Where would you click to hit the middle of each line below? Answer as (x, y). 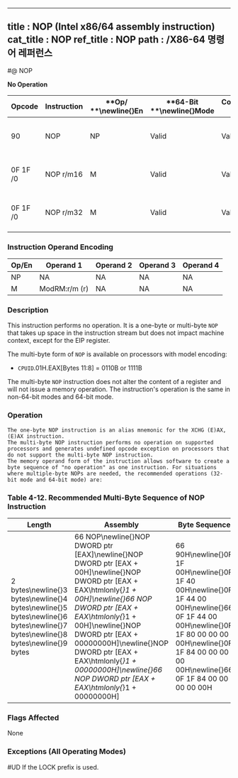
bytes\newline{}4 (39, 599)
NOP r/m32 (64, 212)
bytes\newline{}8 (39, 634)
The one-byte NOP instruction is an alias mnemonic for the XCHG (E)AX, (117, 430)
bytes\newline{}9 (39, 643)
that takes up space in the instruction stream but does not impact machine (116, 333)
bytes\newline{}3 (39, 590)
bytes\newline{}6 (39, 617)
